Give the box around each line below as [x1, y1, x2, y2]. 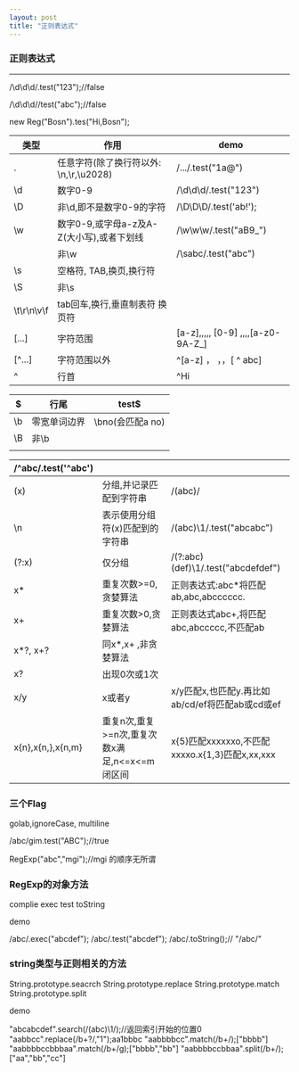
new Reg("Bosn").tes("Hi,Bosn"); [9, 116, 131, 127]
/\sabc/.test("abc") [176, 247, 255, 260]
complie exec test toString [9, 899, 105, 910]
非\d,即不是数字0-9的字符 [57, 201, 166, 213]
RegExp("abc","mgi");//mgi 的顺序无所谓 [9, 853, 157, 865]
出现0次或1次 [101, 668, 158, 680]
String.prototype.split [9, 987, 87, 999]
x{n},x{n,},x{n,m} [13, 741, 83, 754]
